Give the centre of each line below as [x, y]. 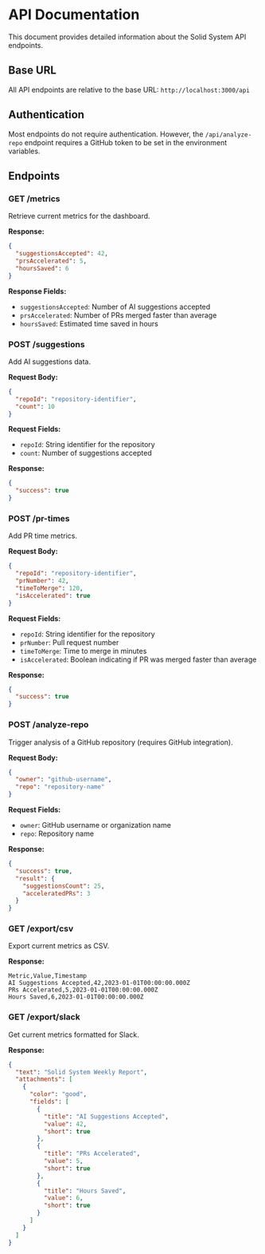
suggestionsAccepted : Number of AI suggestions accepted [115, 307]
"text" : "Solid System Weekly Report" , [82, 1072]
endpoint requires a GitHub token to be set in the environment [126, 142]
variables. [24, 151]
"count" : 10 [35, 406]
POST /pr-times [39, 518]
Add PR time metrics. [43, 536]
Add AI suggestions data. [50, 362]
